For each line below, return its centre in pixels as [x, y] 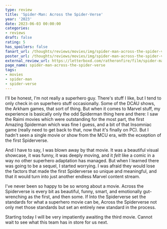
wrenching [16, 197]
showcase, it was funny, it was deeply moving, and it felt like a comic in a [80, 155]
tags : [11, 70]
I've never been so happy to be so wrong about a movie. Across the [75, 186]
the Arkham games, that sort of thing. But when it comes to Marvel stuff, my [83, 109]
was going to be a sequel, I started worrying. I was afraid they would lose [80, 166]
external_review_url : [28, 61]
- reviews [15, 33]
